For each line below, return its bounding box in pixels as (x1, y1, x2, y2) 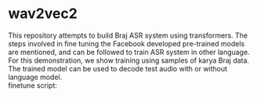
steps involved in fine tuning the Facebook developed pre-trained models (8, 38, 245, 48)
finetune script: (8, 80, 57, 90)
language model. (8, 72, 63, 82)
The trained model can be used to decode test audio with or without (8, 64, 228, 73)
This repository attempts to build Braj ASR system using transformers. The (8, 31, 248, 40)
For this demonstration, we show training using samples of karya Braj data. (8, 56, 249, 65)
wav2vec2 (8, 5, 78, 23)
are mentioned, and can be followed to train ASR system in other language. (8, 47, 250, 56)
